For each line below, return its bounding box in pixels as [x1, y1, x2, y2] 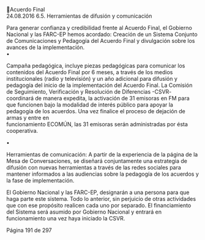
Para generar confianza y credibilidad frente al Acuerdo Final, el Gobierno [6, 24, 193, 31]
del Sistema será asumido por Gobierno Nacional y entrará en [6, 208, 162, 216]
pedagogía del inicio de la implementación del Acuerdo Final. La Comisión [6, 81, 193, 89]
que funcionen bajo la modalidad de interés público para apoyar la [6, 101, 173, 108]
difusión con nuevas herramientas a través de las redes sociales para [6, 164, 182, 171]
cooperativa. [6, 127, 39, 134]
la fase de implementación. [6, 177, 75, 184]
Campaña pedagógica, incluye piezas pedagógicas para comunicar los [6, 62, 185, 69]
